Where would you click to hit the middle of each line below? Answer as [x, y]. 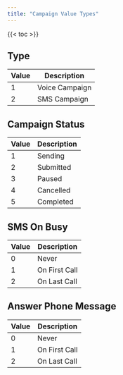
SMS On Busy [38, 227]
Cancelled [54, 190]
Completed [56, 202]
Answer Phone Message [62, 306]
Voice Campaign [65, 87]
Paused [50, 179]
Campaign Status [46, 124]
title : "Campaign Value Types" [53, 14]
